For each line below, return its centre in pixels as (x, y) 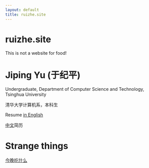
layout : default (22, 10)
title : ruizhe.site (26, 15)
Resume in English (24, 115)
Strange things (37, 146)
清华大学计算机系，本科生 (32, 105)
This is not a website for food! (36, 53)
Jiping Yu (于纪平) (43, 75)
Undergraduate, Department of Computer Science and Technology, (75, 89)
